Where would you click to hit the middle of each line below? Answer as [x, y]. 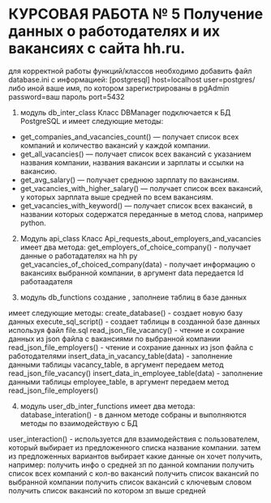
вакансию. [39, 171]
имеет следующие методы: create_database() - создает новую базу [126, 313]
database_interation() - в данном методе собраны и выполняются [133, 415]
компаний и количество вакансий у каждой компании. [115, 145]
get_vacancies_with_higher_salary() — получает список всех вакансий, [142, 188]
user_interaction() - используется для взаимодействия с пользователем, [134, 439]
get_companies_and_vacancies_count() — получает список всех [129, 136]
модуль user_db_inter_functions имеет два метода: [108, 406]
